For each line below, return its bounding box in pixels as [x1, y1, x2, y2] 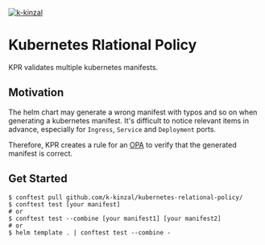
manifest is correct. [8, 148, 73, 158]
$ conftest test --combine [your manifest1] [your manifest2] [8, 214, 222, 222]
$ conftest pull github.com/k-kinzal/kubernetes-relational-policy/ [8, 193, 243, 201]
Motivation [8, 85, 64, 100]
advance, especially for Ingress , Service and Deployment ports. [8, 124, 216, 134]
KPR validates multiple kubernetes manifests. [8, 62, 159, 72]
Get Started [8, 172, 68, 185]
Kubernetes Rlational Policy [8, 36, 197, 54]
